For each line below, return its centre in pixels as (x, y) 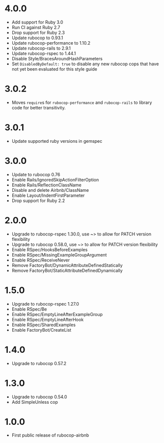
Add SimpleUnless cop (35, 402)
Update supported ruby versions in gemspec (57, 141)
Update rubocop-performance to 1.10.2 (51, 43)
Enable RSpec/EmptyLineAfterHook (48, 319)
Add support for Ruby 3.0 (37, 22)
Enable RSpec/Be (29, 309)
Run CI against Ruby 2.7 (36, 27)
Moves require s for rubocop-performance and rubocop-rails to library (82, 102)
